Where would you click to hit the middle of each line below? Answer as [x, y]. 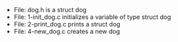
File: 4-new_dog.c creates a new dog [67, 31]
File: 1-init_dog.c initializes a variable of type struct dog [92, 17]
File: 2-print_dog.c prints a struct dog [67, 24]
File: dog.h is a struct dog [50, 10]
